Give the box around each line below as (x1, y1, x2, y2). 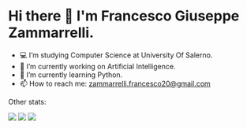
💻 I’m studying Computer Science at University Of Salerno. (19, 50, 213, 60)
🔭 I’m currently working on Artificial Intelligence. (19, 61, 176, 71)
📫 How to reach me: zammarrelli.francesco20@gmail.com (19, 79, 211, 88)
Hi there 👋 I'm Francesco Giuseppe (8, 7, 240, 25)
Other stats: (8, 97, 47, 106)
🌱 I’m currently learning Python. (19, 70, 123, 79)
